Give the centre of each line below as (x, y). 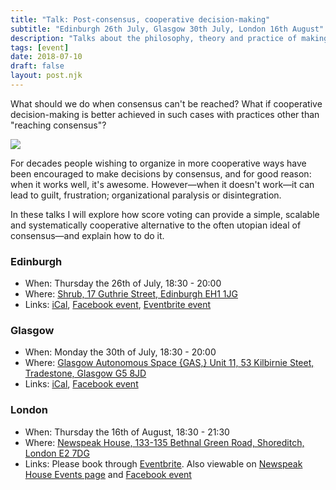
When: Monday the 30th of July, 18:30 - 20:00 (120, 352)
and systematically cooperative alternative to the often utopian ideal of (156, 225)
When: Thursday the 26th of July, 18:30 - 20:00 (123, 283)
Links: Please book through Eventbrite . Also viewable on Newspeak (163, 463)
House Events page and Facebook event (108, 474)
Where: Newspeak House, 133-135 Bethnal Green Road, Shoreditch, (164, 442)
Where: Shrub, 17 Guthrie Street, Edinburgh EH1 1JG (131, 294)
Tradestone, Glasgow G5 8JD (85, 373)
